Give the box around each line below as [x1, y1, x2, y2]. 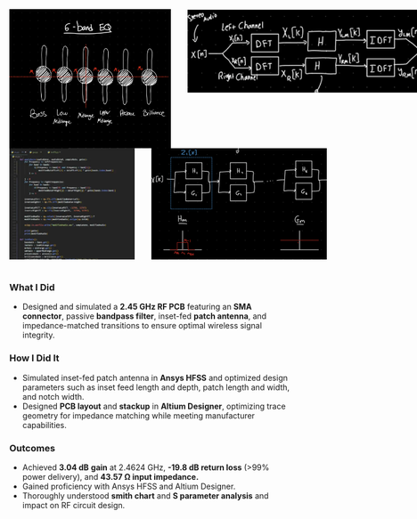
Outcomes [9, 442, 56, 454]
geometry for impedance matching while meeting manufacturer [21, 410, 256, 421]
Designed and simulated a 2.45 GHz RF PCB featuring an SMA [21, 302, 252, 312]
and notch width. [21, 391, 85, 401]
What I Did [9, 280, 55, 293]
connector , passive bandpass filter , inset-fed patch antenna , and [21, 311, 267, 321]
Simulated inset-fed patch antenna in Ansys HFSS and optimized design [21, 372, 288, 383]
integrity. [21, 329, 55, 341]
